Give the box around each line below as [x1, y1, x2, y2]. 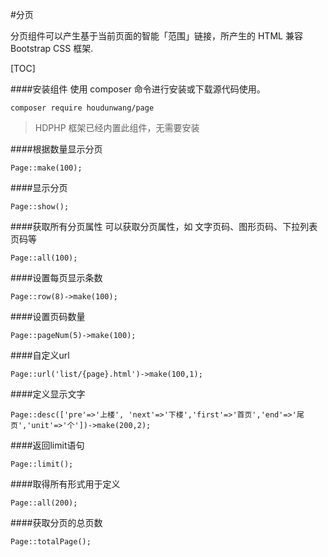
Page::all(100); [10, 253, 78, 263]
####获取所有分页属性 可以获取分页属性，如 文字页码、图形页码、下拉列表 [10, 221, 318, 232]
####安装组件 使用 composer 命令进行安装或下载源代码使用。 [10, 83, 266, 95]
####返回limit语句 [10, 439, 85, 451]
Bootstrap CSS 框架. [10, 43, 94, 54]
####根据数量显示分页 [10, 143, 103, 155]
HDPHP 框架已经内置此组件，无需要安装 [34, 122, 200, 133]
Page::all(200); [10, 498, 78, 508]
